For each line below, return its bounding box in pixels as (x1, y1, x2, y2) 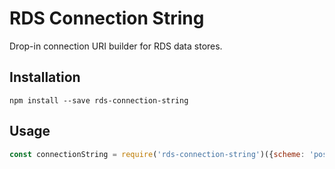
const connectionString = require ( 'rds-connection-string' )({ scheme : (9, 149, 306, 159)
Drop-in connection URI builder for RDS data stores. (9, 40, 223, 52)
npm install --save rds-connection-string (9, 95, 189, 106)
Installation (9, 69, 81, 86)
